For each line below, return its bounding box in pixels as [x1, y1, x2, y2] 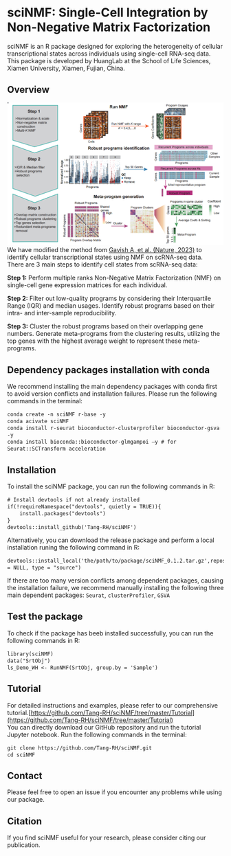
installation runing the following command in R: [7, 543, 140, 551]
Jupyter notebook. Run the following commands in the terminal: [7, 730, 187, 739]
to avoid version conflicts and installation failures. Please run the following [7, 390, 217, 398]
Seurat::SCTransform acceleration [7, 445, 107, 453]
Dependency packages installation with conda [7, 364, 210, 376]
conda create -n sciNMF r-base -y [7, 411, 107, 418]
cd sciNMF [7, 751, 36, 758]
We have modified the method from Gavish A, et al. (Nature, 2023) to [7, 246, 203, 254]
